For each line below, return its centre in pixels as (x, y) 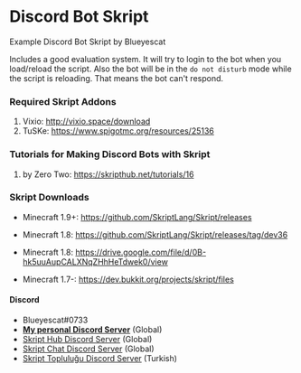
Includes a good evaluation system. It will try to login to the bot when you (146, 59)
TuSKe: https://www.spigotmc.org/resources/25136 (118, 131)
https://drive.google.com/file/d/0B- (141, 252)
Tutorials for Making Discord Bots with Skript (110, 154)
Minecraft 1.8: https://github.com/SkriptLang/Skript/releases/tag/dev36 (155, 234)
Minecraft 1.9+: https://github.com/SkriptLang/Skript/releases (137, 217)
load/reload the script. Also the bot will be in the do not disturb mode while (150, 69)
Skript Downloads (49, 198)
